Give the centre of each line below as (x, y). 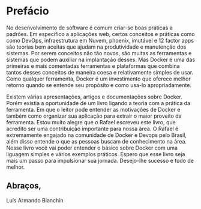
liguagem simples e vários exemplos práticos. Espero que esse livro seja (96, 154)
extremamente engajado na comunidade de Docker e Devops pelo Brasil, (97, 135)
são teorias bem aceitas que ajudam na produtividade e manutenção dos (96, 47)
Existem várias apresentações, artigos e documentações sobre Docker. (94, 97)
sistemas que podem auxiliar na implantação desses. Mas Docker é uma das (101, 59)
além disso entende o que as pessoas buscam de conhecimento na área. (97, 141)
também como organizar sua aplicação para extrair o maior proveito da (94, 116)
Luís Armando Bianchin (35, 200)
